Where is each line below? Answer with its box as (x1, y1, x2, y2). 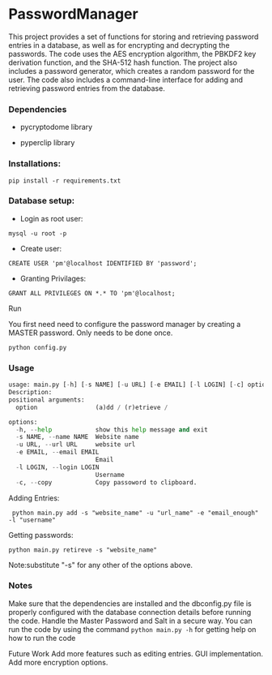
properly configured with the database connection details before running (8, 607, 252, 617)
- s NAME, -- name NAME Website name (15, 433, 139, 441)
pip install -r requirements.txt (8, 176, 121, 185)
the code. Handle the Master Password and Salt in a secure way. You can (8, 616, 253, 626)
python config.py (8, 343, 67, 351)
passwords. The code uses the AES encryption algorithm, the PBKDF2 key (8, 49, 257, 58)
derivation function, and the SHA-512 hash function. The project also (8, 58, 237, 67)
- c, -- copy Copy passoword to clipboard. (15, 478, 198, 487)
